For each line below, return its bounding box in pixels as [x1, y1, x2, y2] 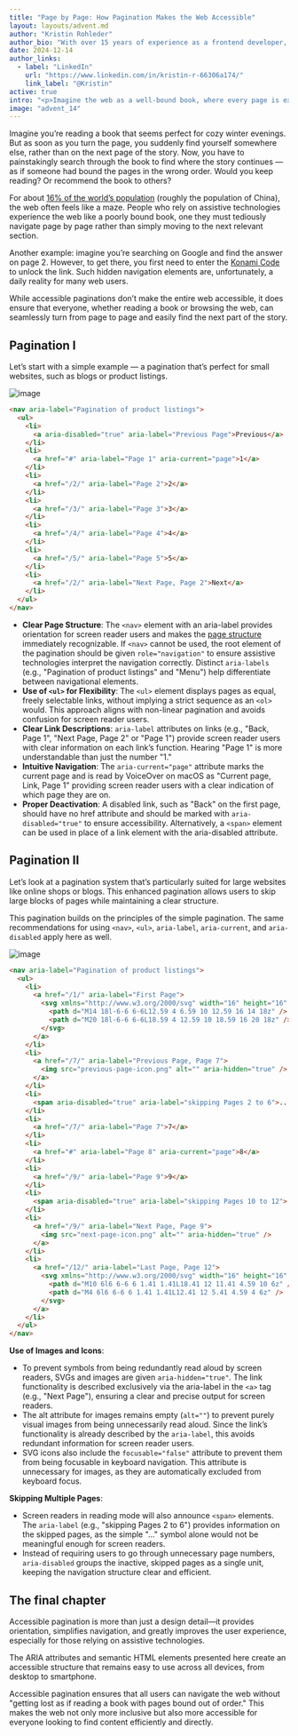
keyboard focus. [21, 1476, 82, 1486]
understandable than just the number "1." [21, 752, 172, 762]
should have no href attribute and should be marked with [21, 808, 230, 818]
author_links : [9, 54, 62, 63]
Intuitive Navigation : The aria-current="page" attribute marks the [21, 760, 264, 771]
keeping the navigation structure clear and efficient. [21, 1567, 212, 1578]
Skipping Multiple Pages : [9, 1493, 104, 1504]
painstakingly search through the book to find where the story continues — [9, 156, 284, 167]
